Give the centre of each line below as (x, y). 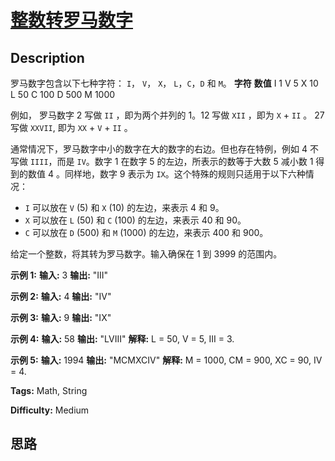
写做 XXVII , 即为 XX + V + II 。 (71, 127)
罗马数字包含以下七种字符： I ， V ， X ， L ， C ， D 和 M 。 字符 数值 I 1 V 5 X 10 (164, 83)
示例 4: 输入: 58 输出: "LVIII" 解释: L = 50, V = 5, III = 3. (122, 339)
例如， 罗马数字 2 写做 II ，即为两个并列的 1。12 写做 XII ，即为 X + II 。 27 (167, 115)
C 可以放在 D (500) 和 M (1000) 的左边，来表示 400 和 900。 (146, 232)
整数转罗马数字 (72, 20)
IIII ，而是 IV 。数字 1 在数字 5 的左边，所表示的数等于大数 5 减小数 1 (171, 161)
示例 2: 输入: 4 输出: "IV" (61, 296)
